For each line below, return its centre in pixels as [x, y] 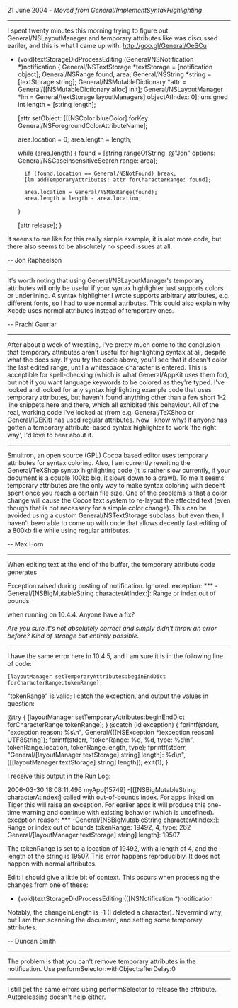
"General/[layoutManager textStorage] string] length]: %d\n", [97, 755]
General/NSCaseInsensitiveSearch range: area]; [87, 161]
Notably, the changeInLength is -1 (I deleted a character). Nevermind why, [115, 912]
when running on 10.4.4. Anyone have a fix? [71, 614]
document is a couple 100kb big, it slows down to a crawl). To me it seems [116, 478]
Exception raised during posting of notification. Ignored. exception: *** [110, 586]
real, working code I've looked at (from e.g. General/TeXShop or [101, 412]
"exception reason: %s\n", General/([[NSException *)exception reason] [111, 732]
